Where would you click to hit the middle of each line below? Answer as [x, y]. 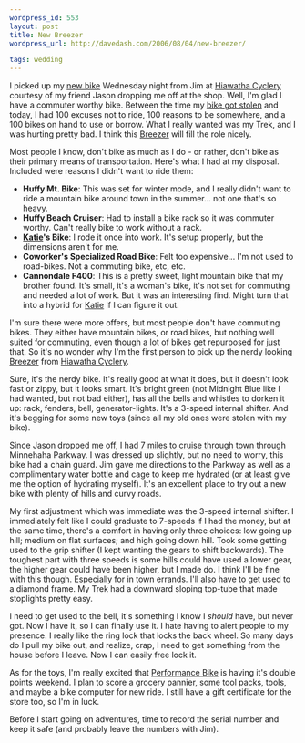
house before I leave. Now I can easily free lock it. [103, 655]
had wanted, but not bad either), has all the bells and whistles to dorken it [147, 398]
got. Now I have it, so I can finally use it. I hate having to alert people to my [149, 626]
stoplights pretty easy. [51, 599]
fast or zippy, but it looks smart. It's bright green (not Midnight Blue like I [145, 389]
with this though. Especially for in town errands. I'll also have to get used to [150, 579]
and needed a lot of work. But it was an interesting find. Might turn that [155, 295]
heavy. [35, 208]
